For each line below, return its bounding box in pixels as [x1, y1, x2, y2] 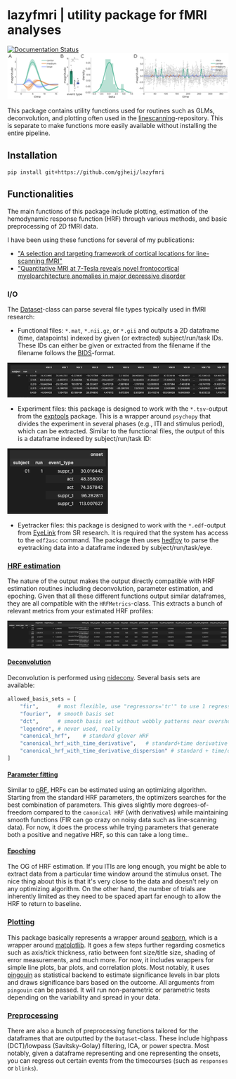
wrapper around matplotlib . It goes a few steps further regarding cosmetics [7, 940, 225, 949]
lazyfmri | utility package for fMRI [7, 7, 207, 23]
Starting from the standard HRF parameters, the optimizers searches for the [7, 793, 227, 802]
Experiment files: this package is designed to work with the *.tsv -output [17, 404, 228, 413]
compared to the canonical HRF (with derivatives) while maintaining [33, 808, 228, 817]
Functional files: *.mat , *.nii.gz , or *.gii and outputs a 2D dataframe [17, 326, 220, 335]
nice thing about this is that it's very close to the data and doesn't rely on [7, 877, 218, 886]
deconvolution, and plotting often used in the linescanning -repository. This [7, 114, 223, 122]
